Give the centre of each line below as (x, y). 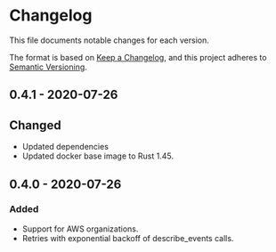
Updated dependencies (65, 147)
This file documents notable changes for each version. (109, 40)
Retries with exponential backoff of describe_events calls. (128, 238)
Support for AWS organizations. (80, 229)
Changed (35, 125)
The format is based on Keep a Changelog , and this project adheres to (138, 57)
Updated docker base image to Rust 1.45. (98, 156)
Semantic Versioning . (48, 67)
